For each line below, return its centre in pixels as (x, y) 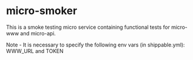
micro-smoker (42, 11)
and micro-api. (38, 33)
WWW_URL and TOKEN (35, 51)
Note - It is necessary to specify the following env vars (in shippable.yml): (96, 45)
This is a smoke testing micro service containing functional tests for (88, 27)
